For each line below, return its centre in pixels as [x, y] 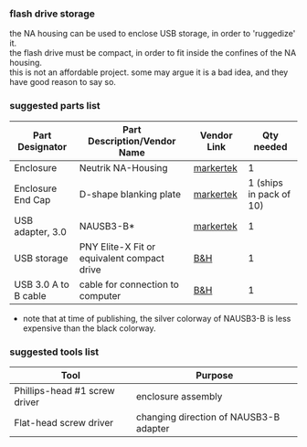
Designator [42, 146]
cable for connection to [129, 284]
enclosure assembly [179, 396]
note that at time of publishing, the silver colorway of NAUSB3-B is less [157, 318]
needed [270, 146]
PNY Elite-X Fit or [117, 247]
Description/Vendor [132, 141]
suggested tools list [54, 352]
